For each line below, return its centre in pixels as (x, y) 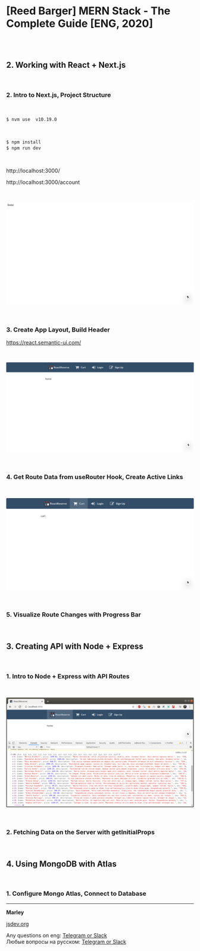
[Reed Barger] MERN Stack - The (88, 11)
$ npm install (24, 142)
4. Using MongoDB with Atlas (62, 864)
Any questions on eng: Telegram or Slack (57, 935)
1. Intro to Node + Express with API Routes (68, 676)
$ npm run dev (24, 148)
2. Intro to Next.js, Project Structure (59, 95)
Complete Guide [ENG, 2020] (80, 24)
